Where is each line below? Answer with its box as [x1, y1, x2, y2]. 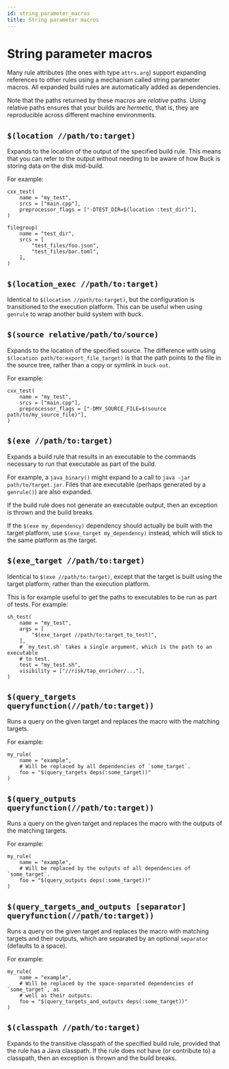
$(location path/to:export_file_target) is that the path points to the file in [7, 354, 221, 362]
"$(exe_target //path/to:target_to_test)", [31, 631, 157, 638]
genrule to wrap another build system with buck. [7, 310, 144, 319]
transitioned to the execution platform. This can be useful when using [7, 303, 203, 311]
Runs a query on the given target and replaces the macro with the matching [7, 717, 220, 726]
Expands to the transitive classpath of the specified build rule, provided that [7, 1039, 221, 1047]
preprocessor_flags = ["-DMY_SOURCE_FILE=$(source [19, 405, 167, 412]
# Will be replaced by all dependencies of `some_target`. [19, 763, 191, 770]
